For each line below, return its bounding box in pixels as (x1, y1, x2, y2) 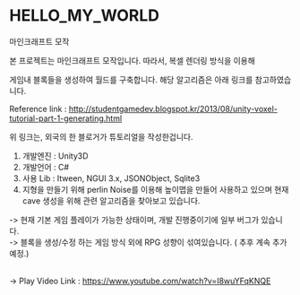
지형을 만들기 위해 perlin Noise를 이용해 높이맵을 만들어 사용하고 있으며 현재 (21, 184, 289, 195)
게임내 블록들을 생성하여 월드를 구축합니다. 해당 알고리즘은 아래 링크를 (9, 74, 253, 85)
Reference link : (9, 103, 67, 114)
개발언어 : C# (21, 161, 70, 172)
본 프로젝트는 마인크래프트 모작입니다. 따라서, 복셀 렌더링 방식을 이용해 (9, 55, 255, 65)
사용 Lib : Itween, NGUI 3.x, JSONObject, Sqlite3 (21, 172, 201, 184)
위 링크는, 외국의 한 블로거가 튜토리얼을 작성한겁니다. (9, 131, 193, 142)
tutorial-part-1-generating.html (9, 113, 123, 124)
